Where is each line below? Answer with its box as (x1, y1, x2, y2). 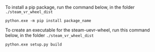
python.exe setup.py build (5, 42, 62, 47)
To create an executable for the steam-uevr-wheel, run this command (5, 27, 150, 33)
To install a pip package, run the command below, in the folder (5, 4, 135, 10)
